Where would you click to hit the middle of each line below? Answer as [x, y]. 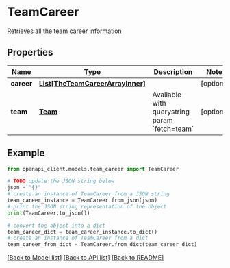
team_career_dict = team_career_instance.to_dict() [82, 232]
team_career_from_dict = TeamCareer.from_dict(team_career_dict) [102, 245]
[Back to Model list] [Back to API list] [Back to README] [86, 258]
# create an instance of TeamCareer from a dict [78, 238]
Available [167, 95]
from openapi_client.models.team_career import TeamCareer [93, 169]
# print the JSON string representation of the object [87, 206]
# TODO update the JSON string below [61, 181]
